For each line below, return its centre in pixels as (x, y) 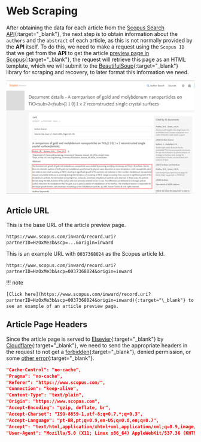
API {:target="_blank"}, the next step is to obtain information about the (92, 34)
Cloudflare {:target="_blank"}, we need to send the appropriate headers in (97, 345)
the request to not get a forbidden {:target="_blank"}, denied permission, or (99, 352)
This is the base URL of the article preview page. (66, 225)
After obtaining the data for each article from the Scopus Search (85, 28)
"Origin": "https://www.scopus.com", (53, 402)
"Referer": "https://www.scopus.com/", (56, 382)
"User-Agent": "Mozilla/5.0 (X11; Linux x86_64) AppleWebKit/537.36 (93, 433)
